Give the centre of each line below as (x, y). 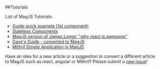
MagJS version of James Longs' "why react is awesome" (70, 36)
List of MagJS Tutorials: (29, 16)
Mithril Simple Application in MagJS (48, 47)
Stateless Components (35, 31)
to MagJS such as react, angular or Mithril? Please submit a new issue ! (76, 61)
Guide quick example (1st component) (50, 26)
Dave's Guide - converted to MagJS (48, 42)
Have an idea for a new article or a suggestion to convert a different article (80, 56)
